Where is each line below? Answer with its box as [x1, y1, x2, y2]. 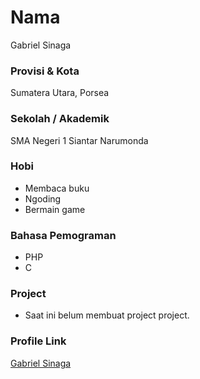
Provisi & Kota [10, 64, 80, 78]
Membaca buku [24, 182, 90, 194]
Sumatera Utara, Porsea [10, 87, 110, 99]
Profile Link [10, 334, 67, 348]
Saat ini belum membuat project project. [24, 309, 190, 321]
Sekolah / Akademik [10, 112, 110, 126]
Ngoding [24, 192, 62, 205]
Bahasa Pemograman [10, 228, 117, 242]
